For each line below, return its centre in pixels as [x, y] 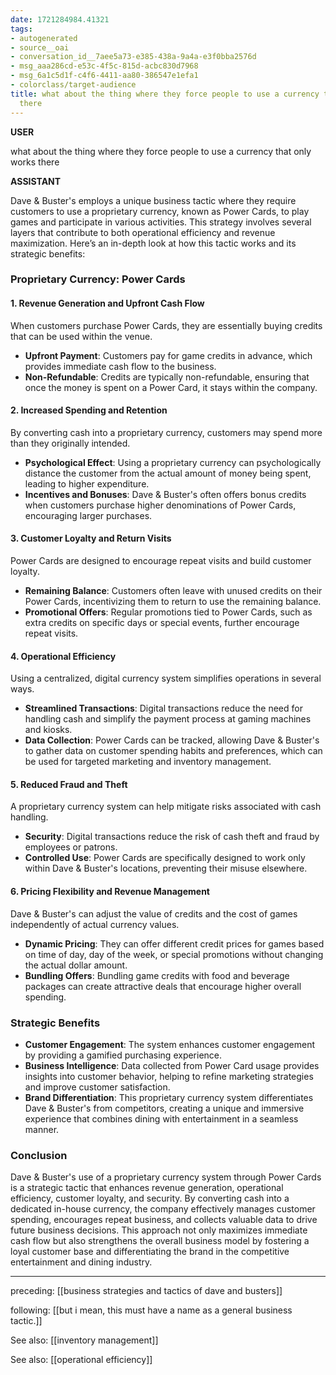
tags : [21, 29]
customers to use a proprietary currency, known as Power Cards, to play [160, 211]
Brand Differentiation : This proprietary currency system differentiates [169, 1097]
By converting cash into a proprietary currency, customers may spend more [166, 432]
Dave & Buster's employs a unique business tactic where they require [153, 200]
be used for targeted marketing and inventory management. [148, 762]
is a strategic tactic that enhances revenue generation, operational [147, 1188]
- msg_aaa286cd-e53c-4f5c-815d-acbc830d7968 [104, 66]
